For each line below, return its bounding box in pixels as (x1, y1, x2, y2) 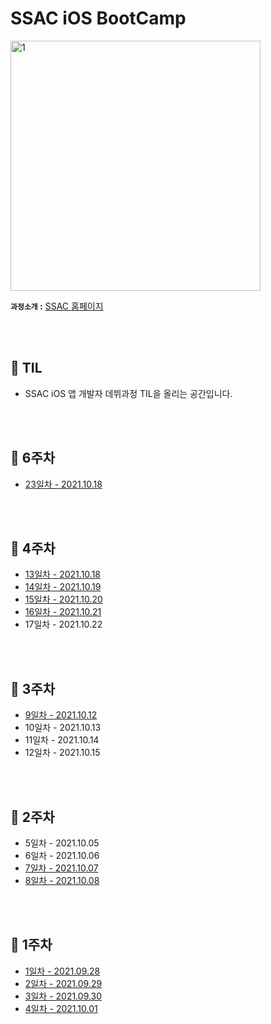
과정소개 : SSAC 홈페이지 (10, 300, 104, 312)
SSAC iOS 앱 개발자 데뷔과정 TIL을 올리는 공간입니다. (24, 387, 233, 399)
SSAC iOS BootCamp (10, 7, 187, 30)
